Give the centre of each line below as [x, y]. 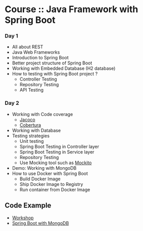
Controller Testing [38, 79]
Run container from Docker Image [55, 189]
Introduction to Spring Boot [40, 58]
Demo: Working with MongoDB [44, 168]
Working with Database [36, 130]
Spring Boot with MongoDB [40, 223]
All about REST [28, 47]
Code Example [28, 205]
